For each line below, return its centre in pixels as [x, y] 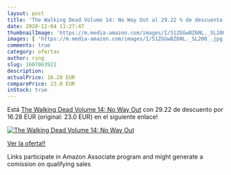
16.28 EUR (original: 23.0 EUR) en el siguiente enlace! [82, 117]
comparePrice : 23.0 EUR [41, 84]
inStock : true [27, 90]
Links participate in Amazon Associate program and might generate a [105, 157]
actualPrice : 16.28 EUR [41, 77]
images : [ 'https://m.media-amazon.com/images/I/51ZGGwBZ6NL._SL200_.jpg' [117, 39]
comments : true [29, 45]
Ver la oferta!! [26, 143]
